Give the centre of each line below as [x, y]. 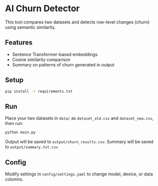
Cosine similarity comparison [41, 60]
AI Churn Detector [43, 9]
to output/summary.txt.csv [32, 147]
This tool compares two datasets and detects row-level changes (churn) [77, 22]
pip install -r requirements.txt [39, 91]
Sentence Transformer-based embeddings [55, 54]
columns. [14, 179]
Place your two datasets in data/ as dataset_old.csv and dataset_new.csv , [79, 118]
